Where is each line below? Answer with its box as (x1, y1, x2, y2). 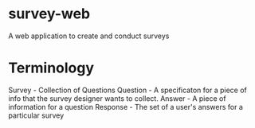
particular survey (8, 111, 65, 120)
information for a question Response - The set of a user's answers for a (8, 102, 243, 111)
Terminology (8, 59, 94, 77)
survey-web (8, 5, 91, 23)
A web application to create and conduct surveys (8, 31, 170, 41)
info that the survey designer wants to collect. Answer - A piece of (8, 93, 226, 103)
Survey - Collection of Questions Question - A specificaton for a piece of (8, 85, 247, 95)
